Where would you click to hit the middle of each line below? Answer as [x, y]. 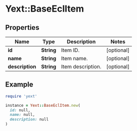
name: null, [23, 115]
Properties [22, 28]
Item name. [74, 58]
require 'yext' [21, 96]
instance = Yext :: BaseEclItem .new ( [43, 105]
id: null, [20, 110]
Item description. [81, 67]
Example [19, 85]
